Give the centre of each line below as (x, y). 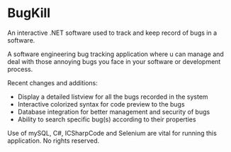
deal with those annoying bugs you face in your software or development (114, 61)
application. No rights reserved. (53, 141)
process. (20, 69)
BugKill (29, 13)
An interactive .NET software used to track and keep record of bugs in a (112, 33)
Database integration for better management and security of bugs (114, 112)
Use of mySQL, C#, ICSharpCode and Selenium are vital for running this (112, 133)
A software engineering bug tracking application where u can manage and (116, 54)
